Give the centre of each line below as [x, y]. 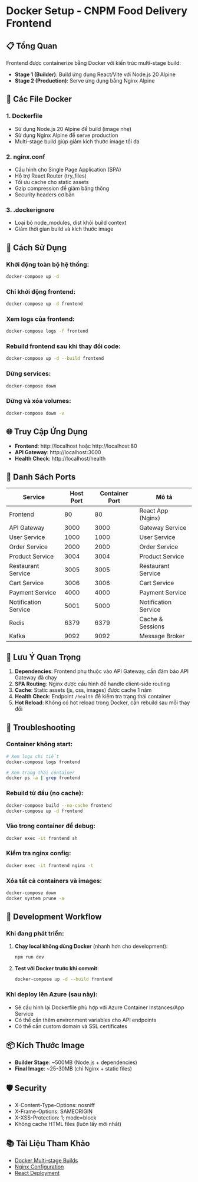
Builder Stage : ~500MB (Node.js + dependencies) [76, 1062]
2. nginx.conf [26, 156]
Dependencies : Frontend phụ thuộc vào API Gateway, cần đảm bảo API [102, 671]
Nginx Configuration [39, 1167]
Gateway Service [163, 528]
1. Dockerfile [24, 116]
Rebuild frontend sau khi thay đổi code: [63, 346]
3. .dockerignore [30, 209]
